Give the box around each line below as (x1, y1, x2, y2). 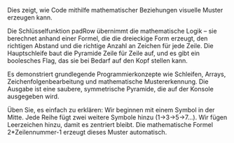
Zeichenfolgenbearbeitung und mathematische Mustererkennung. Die (7, 77, 209, 86)
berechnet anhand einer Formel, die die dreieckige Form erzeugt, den (7, 34, 208, 43)
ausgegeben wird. (7, 92, 60, 100)
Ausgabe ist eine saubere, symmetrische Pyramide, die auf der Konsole (7, 85, 214, 93)
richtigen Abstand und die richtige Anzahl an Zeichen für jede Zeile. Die (7, 42, 214, 50)
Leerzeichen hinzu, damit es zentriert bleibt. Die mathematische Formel (7, 121, 214, 128)
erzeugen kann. (7, 13, 53, 22)
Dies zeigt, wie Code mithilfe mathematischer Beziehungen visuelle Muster (7, 6, 223, 14)
